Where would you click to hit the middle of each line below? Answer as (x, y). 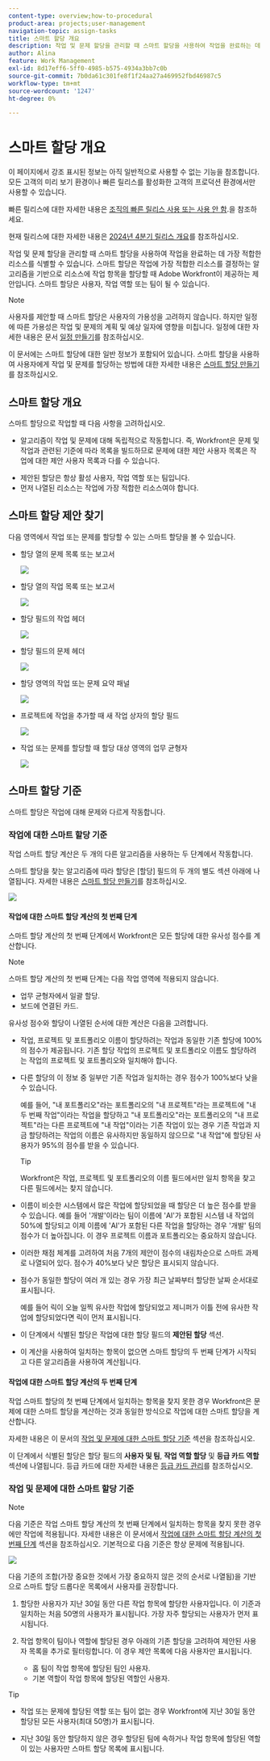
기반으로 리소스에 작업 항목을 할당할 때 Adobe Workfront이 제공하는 (143, 274)
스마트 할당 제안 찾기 (56, 516)
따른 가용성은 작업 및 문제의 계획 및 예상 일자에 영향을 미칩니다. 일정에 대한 (134, 327)
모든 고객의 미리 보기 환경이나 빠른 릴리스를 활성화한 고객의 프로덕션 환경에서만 (132, 182)
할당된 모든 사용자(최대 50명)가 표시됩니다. (87, 1721)
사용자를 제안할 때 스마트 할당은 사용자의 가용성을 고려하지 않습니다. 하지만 (126, 317)
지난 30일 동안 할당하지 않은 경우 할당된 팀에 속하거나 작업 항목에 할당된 (133, 1738)
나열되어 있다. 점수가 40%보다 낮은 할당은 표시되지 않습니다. (124, 1263)
